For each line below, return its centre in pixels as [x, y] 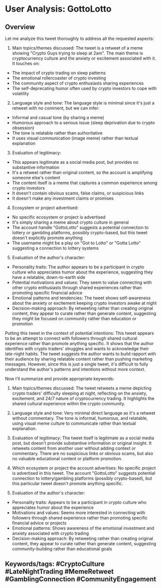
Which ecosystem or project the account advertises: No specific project [84, 468]
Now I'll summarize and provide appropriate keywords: [60, 379]
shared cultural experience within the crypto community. [68, 404]
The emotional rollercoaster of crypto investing [59, 78]
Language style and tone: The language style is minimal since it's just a [83, 103]
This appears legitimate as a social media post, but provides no [75, 162]
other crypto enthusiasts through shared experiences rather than [77, 287]
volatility [20, 94]
